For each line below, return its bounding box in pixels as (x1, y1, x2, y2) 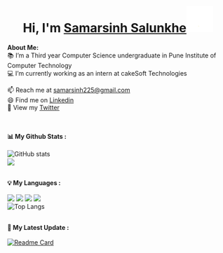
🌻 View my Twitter (7, 103, 60, 111)
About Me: (7, 43, 39, 51)
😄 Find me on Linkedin (7, 95, 74, 104)
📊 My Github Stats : (7, 132, 67, 140)
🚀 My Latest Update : (7, 224, 69, 232)
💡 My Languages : (7, 179, 61, 187)
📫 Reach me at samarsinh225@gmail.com (7, 86, 130, 94)
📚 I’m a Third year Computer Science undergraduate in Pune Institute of (7, 51, 217, 60)
